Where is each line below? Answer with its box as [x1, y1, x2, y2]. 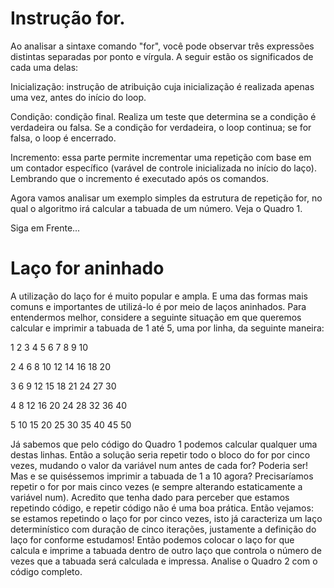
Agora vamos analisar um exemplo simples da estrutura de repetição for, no [10, 192, 323, 204]
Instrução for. [10, 7, 126, 30]
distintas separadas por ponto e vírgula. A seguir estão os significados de [10, 50, 314, 62]
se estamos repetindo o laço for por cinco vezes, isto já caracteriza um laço [10, 512, 323, 524]
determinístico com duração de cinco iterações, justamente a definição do [10, 523, 317, 535]
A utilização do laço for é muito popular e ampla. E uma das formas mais [10, 290, 308, 302]
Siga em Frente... [10, 222, 81, 234]
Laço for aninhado [10, 257, 165, 280]
